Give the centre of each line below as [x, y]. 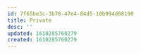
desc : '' [20, 27]
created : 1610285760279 [42, 40]
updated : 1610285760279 [42, 33]
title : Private [30, 20]
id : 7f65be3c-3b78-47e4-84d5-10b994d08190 [70, 14]
